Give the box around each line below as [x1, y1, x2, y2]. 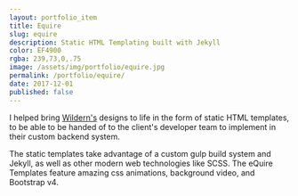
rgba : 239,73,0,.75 [9, 54, 82, 63]
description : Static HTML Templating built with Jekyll [9, 37, 221, 47]
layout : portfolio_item [9, 12, 98, 22]
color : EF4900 [9, 46, 62, 55]
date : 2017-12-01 [9, 79, 74, 88]
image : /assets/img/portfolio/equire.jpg [9, 63, 165, 72]
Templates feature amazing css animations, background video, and [9, 167, 255, 178]
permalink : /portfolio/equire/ [9, 71, 125, 80]
